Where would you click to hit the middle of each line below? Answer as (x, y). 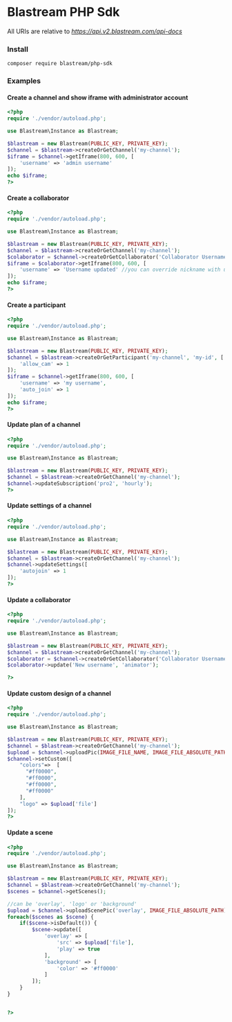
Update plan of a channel (44, 425)
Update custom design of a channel (59, 693)
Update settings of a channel (49, 506)
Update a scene (30, 832)
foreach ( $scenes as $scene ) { (51, 917)
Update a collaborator (39, 599)
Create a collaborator (38, 197)
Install (18, 49)
